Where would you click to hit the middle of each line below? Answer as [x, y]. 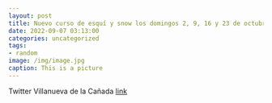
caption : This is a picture [56, 68]
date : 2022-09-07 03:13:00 [54, 31]
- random [23, 53]
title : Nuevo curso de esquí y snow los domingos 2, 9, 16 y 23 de [125, 23]
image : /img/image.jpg [47, 61]
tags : [17, 46]
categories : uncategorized [54, 38]
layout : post [30, 16]
